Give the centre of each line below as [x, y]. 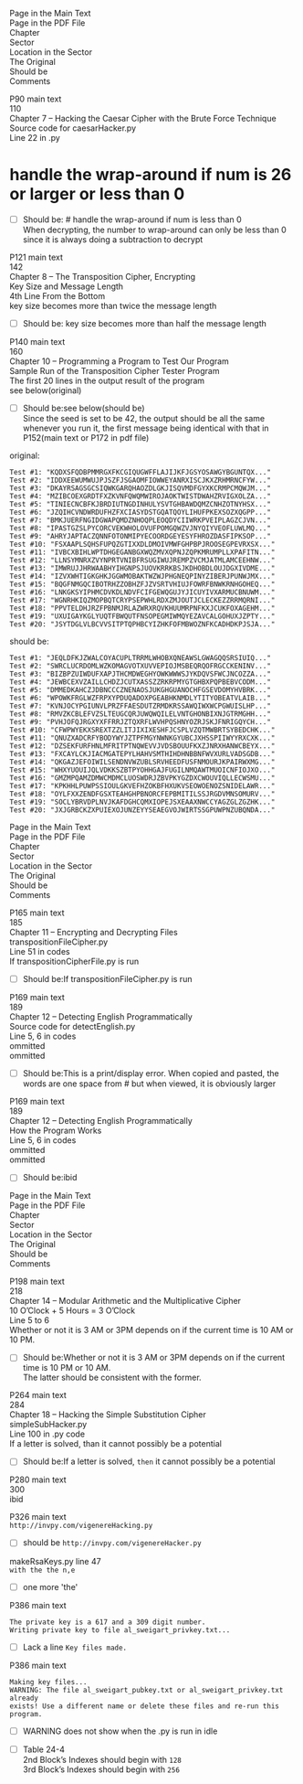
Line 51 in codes [40, 952]
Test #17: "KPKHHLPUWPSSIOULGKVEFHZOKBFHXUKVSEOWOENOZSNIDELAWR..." [142, 786]
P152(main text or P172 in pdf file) [86, 438]
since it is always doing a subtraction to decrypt [113, 240]
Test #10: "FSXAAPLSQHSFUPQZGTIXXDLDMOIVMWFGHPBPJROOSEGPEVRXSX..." [142, 545]
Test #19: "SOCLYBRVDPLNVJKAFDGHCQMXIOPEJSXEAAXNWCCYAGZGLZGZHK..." [142, 802]
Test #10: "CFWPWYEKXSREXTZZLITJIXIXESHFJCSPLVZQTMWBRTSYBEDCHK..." [142, 731]
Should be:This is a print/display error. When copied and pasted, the [151, 1074]
